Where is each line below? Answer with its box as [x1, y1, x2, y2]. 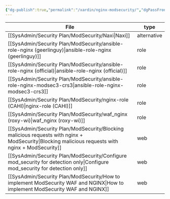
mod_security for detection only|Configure [8, 158, 109, 165]
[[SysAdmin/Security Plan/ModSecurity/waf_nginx [8, 110, 127, 117]
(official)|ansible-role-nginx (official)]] [34, 67, 127, 74]
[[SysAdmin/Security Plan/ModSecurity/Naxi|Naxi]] [8, 32, 131, 39]
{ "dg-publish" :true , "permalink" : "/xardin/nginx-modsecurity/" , [5, 7, 142, 13]
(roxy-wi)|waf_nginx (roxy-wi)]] [8, 117, 86, 124]
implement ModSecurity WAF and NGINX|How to [8, 179, 124, 186]
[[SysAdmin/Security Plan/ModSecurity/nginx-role [8, 96, 129, 103]
